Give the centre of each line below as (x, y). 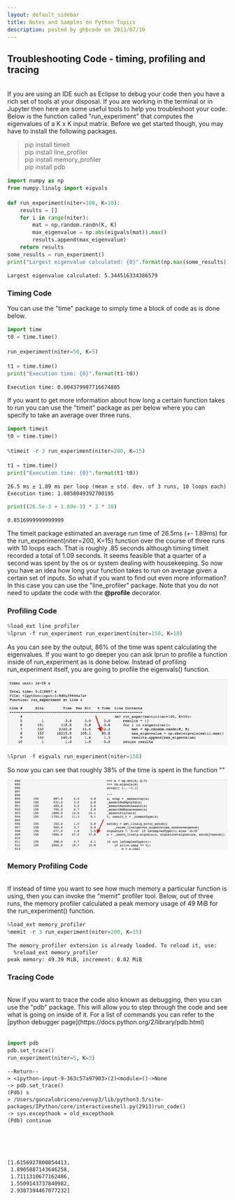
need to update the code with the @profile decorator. (85, 593)
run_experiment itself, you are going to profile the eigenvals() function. (109, 669)
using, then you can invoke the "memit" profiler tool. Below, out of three (111, 896)
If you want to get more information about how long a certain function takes (116, 400)
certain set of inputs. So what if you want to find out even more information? (117, 578)
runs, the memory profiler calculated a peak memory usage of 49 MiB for (113, 904)
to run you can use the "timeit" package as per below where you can (106, 408)
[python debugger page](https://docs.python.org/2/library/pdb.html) (106, 1022)
